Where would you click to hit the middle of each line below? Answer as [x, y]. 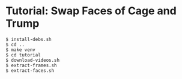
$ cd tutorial [23, 55]
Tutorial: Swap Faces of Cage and [91, 11]
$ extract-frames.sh [32, 65]
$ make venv [20, 50]
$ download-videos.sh [33, 60]
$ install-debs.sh [29, 39]
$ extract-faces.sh [30, 70]
